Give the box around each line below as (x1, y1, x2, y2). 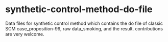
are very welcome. (5, 31, 44, 37)
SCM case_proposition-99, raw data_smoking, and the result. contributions (5, 25, 163, 31)
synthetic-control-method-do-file (5, 4, 153, 15)
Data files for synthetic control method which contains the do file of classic (5, 20, 163, 26)
